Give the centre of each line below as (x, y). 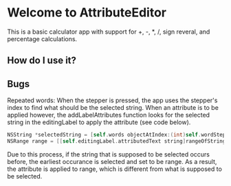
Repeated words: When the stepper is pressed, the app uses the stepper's (112, 100)
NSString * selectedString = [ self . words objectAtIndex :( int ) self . (104, 135)
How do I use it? (42, 61)
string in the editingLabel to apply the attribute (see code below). (99, 122)
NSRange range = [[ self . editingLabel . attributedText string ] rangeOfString (117, 141)
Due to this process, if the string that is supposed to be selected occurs (108, 154)
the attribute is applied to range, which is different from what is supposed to (114, 169)
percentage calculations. (42, 38)
